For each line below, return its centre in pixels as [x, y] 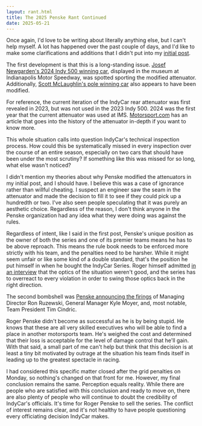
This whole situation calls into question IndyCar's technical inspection [93, 140]
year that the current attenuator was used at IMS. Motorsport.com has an [97, 115]
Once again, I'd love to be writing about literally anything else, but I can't [96, 40]
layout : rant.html [29, 12]
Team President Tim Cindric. [42, 309]
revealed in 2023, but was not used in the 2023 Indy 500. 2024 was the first [101, 109]
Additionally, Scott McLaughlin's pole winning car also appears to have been [101, 84]
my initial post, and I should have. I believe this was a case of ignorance [95, 183]
